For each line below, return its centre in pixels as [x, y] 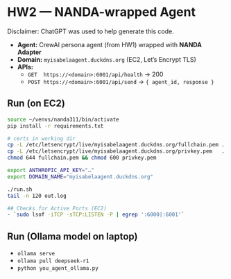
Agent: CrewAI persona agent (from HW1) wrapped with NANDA [110, 44]
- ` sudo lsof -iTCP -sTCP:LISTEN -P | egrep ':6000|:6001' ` [96, 215]
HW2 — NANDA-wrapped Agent [102, 12]
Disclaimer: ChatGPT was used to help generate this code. [91, 31]
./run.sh [20, 189]
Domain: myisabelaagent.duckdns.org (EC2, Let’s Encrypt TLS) [106, 59]
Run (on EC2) [36, 104]
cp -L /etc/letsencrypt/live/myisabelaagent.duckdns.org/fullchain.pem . [116, 145]
